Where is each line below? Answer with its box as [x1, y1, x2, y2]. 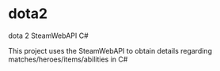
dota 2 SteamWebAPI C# [8, 31, 89, 40]
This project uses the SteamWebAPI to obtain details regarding [8, 46, 212, 55]
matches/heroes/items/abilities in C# [8, 54, 128, 64]
